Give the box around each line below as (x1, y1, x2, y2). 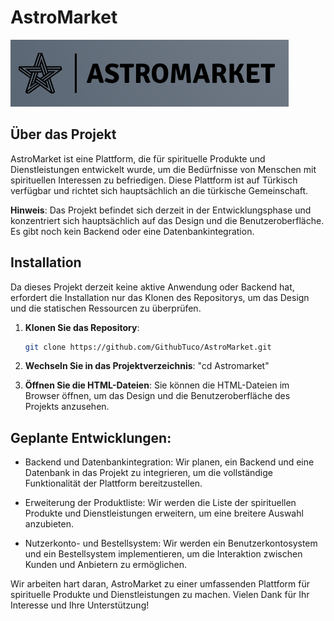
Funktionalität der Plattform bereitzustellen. (24, 477, 203, 490)
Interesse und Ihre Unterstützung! (10, 599, 150, 611)
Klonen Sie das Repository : (24, 321, 140, 333)
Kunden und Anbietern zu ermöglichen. (24, 559, 188, 571)
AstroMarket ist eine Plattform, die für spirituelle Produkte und (10, 152, 266, 165)
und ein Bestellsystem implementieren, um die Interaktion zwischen (24, 548, 303, 560)
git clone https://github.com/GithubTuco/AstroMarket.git (24, 342, 272, 352)
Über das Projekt (10, 126, 117, 143)
